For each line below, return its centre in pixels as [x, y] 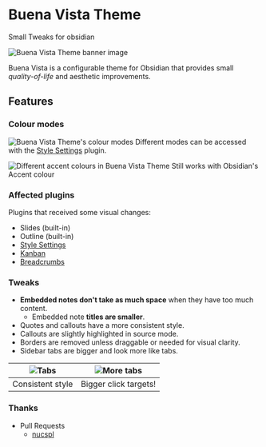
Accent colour [32, 174]
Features [31, 102]
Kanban [33, 253]
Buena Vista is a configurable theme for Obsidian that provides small [121, 68]
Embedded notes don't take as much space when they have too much [137, 300]
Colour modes [36, 124]
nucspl [43, 434]
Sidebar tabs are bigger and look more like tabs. [99, 351]
